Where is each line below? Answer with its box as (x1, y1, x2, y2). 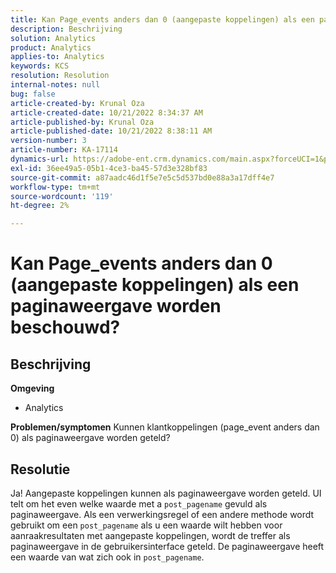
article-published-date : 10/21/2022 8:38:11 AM (10, 126, 213, 136)
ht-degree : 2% (10, 201, 70, 211)
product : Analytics (10, 42, 92, 53)
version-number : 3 (10, 136, 87, 146)
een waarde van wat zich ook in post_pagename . (10, 551, 205, 563)
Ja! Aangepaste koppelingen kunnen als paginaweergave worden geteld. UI (10, 487, 322, 499)
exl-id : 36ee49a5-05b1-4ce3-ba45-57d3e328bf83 (10, 163, 208, 173)
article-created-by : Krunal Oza (10, 98, 145, 108)
